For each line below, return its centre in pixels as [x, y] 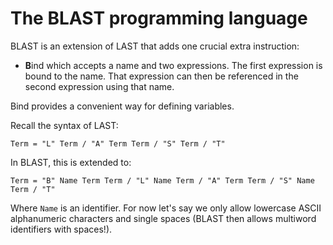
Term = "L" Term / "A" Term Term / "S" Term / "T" [118, 143]
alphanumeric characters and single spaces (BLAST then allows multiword [163, 218]
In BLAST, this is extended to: [71, 162]
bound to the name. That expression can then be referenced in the [161, 76]
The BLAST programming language [159, 18]
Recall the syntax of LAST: [64, 125]
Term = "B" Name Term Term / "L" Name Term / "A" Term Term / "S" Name [162, 180]
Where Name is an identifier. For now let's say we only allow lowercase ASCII [166, 208]
